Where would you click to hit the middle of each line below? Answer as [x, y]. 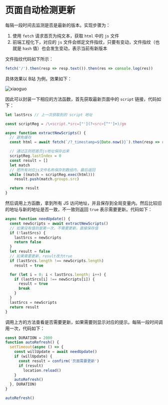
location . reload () [42, 370]
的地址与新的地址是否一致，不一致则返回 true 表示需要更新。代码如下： [79, 210]
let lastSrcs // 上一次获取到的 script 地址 [49, 115]
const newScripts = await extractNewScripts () [59, 224]
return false [28, 242]
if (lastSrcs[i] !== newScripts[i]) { [54, 279]
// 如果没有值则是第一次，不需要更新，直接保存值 [54, 228]
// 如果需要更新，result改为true [41, 256]
